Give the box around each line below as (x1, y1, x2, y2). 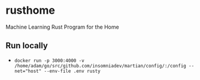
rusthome (5, 4, 55, 17)
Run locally (5, 41, 49, 51)
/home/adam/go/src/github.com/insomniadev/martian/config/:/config (14, 63, 186, 69)
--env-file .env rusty (44, 68, 101, 74)
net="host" (14, 68, 42, 74)
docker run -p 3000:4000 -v (14, 57, 84, 63)
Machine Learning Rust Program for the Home (5, 23, 119, 30)
